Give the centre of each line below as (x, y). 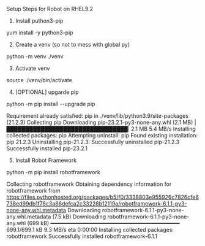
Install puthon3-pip (39, 21)
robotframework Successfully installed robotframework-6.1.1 (82, 236)
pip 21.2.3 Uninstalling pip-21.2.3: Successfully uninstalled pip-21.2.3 (93, 142)
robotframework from (33, 190)
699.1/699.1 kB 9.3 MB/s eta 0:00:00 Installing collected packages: (90, 230)
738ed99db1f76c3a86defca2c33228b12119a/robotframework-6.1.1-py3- (97, 204)
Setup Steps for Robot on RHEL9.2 (50, 9)
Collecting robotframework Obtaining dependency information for (89, 184)
